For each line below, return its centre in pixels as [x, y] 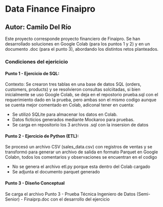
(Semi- [143, 194]
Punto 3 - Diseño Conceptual [35, 183]
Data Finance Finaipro [50, 9]
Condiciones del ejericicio [37, 62]
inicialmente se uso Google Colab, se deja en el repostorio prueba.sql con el [82, 95]
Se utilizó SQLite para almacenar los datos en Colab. [65, 114]
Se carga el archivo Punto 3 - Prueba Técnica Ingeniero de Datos [70, 194]
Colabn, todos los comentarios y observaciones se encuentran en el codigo [81, 157]
